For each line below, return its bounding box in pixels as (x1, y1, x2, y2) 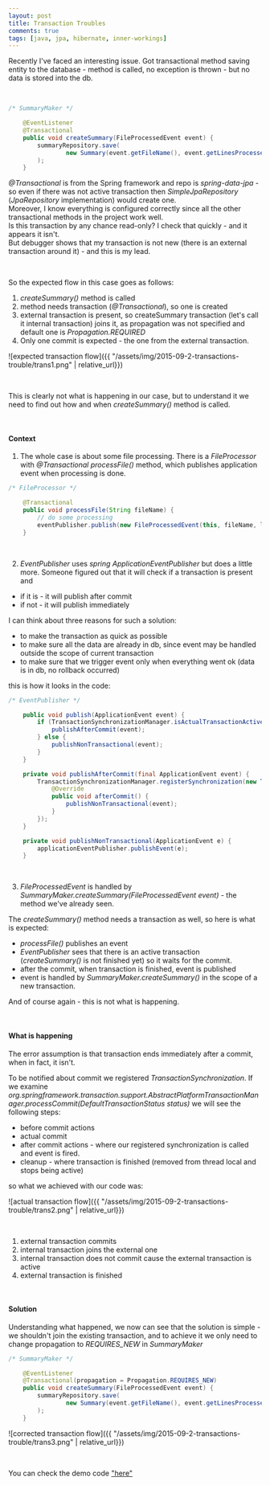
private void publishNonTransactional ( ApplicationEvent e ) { (22, 837, 231, 845)
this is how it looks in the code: (8, 681, 111, 690)
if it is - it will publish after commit (19, 591, 133, 601)
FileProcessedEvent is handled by (19, 882, 133, 892)
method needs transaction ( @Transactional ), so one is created (19, 302, 228, 312)
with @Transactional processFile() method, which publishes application (19, 460, 258, 470)
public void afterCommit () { (51, 792, 149, 800)
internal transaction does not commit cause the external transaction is (19, 1253, 252, 1262)
